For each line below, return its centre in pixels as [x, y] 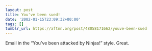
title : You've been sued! [33, 15]
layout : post [19, 10]
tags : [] [15, 24]
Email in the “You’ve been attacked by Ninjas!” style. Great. [67, 43]
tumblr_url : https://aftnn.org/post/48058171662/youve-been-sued [76, 29]
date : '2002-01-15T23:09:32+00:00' [43, 19]
